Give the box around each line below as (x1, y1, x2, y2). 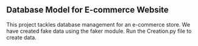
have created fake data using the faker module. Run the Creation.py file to (6, 27, 192, 34)
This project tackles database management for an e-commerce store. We (6, 21, 191, 28)
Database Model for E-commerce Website (6, 5, 169, 15)
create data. (6, 33, 37, 41)
